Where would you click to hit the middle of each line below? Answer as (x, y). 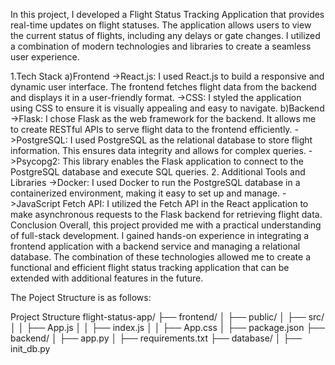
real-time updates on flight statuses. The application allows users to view (161, 25)
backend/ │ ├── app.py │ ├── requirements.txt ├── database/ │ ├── (156, 338)
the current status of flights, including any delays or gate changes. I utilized (165, 35)
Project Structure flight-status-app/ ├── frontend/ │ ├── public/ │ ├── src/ (167, 317)
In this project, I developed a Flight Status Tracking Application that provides (167, 14)
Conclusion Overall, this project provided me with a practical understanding (166, 225)
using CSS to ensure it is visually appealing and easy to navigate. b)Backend (167, 108)
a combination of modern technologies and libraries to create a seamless (161, 46)
